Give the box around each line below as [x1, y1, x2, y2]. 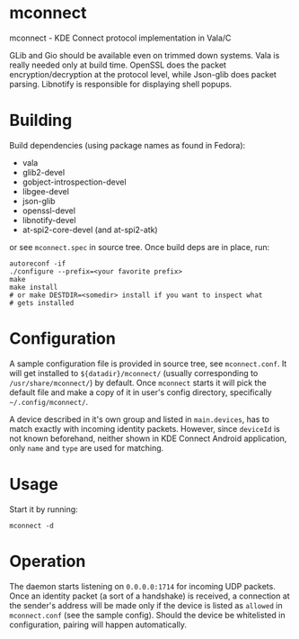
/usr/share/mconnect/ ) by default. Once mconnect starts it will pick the [9, 377, 267, 388]
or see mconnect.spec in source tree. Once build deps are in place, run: [9, 241, 270, 252]
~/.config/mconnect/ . [9, 396, 89, 407]
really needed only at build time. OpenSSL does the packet [9, 59, 227, 70]
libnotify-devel [22, 214, 76, 225]
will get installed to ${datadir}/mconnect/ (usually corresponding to [9, 367, 259, 378]
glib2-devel [22, 166, 66, 177]
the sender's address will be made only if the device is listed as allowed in [9, 599, 283, 610]
